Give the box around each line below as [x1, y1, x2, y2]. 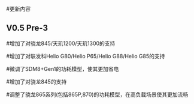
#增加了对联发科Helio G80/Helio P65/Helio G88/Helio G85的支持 [6, 52, 165, 60]
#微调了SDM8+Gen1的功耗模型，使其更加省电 [6, 65, 119, 72]
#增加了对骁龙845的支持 [6, 78, 67, 85]
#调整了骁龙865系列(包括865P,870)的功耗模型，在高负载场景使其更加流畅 [6, 91, 189, 98]
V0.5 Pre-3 [6, 23, 48, 33]
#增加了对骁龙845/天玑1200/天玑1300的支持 [6, 40, 116, 47]
